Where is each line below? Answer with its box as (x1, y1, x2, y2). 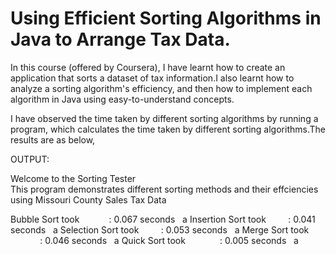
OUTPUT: (10, 153, 50, 165)
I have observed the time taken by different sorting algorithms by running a (10, 112, 319, 124)
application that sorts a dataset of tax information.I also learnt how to (10, 72, 295, 84)
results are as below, (10, 133, 96, 146)
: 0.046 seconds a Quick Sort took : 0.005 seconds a (39, 234, 299, 246)
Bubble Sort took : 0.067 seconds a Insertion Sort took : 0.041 (10, 213, 316, 225)
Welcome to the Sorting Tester (10, 172, 137, 184)
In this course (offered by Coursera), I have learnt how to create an (10, 61, 286, 73)
